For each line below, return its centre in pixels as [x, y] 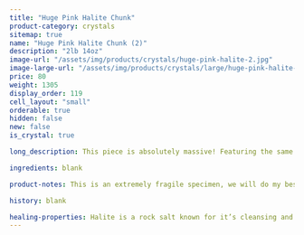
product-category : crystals [62, 26]
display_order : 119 [46, 93]
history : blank [38, 201]
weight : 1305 [34, 85]
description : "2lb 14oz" [56, 52]
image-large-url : [42, 69]
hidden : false [36, 118]
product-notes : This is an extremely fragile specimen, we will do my [145, 184]
